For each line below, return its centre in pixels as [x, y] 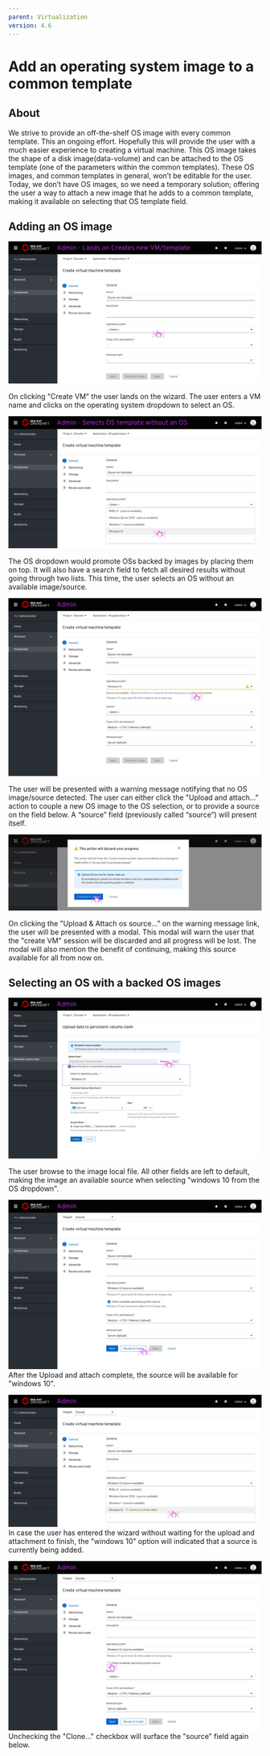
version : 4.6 [30, 25]
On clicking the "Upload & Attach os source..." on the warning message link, [134, 923]
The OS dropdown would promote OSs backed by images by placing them [131, 561]
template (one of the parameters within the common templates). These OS [131, 167]
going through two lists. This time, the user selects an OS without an [121, 578]
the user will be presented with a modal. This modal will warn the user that [131, 932]
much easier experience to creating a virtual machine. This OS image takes [133, 150]
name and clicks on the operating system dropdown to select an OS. [122, 405]
